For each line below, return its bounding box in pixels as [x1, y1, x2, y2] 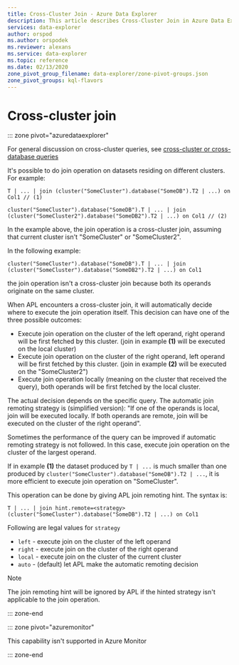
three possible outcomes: [7, 315, 82, 325]
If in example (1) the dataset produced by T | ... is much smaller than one [7, 462, 228, 471]
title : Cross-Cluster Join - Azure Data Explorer [7, 10, 158, 18]
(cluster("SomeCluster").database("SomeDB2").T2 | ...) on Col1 [7, 267, 202, 274]
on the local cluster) [17, 345, 77, 353]
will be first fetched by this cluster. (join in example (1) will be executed [17, 337, 225, 346]
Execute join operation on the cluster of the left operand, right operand [17, 330, 225, 338]
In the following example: [7, 247, 81, 255]
